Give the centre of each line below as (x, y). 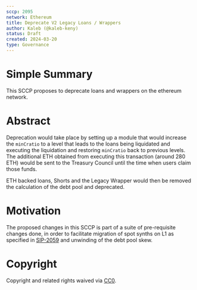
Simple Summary (49, 74)
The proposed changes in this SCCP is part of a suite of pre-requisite (91, 227)
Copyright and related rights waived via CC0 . (61, 280)
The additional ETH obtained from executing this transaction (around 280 (96, 156)
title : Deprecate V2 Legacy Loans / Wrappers (63, 23)
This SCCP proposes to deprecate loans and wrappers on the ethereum (94, 90)
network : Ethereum (29, 17)
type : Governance (28, 45)
